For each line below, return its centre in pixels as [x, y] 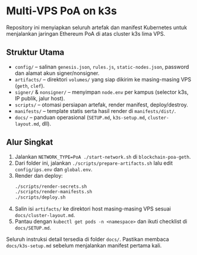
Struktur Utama [35, 53]
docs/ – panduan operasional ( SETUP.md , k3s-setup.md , [80, 117]
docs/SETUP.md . [33, 228]
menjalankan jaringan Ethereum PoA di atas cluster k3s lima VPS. [86, 33]
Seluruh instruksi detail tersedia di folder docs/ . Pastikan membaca [88, 240]
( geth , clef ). [30, 86]
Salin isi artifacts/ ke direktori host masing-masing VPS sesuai [93, 209]
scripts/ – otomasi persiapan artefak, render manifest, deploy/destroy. [101, 105]
